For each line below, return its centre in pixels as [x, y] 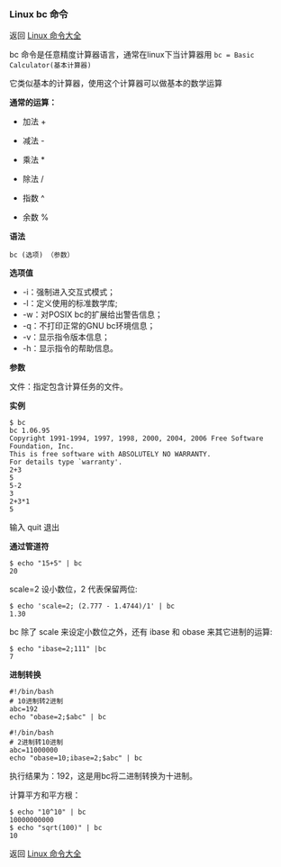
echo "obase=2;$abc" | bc [58, 718]
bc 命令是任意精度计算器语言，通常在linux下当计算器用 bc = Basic [132, 55]
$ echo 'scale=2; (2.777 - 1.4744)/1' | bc [92, 606]
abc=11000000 [34, 750]
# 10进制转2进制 [36, 701]
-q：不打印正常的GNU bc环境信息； [89, 326]
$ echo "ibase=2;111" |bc [58, 649]
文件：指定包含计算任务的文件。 [68, 387]
